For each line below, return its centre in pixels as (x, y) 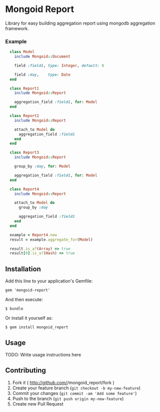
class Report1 (24, 88)
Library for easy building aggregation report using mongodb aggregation (80, 23)
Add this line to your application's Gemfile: (49, 281)
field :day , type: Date (42, 75)
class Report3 (24, 153)
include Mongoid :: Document (42, 57)
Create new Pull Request (38, 404)
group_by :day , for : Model (42, 167)
